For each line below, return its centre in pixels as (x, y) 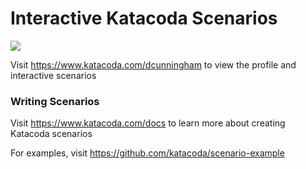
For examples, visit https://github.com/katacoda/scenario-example (147, 153)
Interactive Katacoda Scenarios (144, 18)
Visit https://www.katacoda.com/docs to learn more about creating (148, 123)
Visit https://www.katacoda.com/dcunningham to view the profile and (153, 64)
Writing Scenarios (55, 101)
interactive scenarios (53, 75)
